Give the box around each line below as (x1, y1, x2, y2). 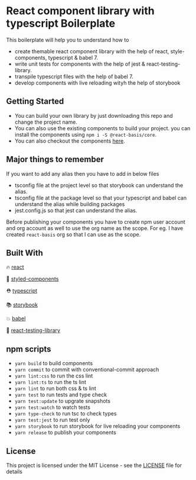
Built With (6, 247, 43, 258)
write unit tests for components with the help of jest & (14, 60, 146, 67)
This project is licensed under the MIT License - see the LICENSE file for (6, 462, 182, 469)
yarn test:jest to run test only (14, 416, 90, 424)
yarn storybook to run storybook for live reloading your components (14, 423, 181, 430)
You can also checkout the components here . (14, 137, 125, 144)
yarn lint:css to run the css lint (14, 372, 93, 379)
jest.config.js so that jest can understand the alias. (14, 207, 138, 214)
